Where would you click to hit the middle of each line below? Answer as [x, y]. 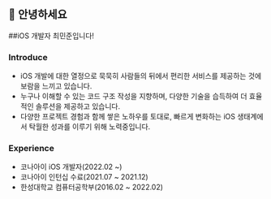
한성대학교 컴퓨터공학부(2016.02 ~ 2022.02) [92, 187]
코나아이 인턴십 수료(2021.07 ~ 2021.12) [84, 177]
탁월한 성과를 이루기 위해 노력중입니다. [90, 127]
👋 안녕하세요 [38, 15]
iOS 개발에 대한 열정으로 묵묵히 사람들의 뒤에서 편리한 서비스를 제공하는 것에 [141, 76]
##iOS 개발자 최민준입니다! [52, 36]
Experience [31, 149]
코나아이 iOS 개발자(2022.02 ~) [71, 167]
